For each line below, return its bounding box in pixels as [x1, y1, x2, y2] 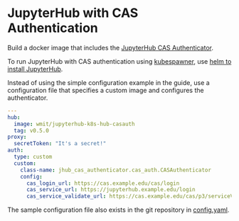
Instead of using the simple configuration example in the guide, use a [7, 78, 210, 86]
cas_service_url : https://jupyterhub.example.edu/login [26, 186, 196, 193]
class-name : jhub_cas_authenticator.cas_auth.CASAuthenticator [20, 166, 212, 174]
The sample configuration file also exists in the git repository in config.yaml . [7, 205, 230, 214]
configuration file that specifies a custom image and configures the [7, 86, 204, 94]
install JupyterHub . [7, 64, 63, 73]
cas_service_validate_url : [26, 193, 107, 200]
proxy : [7, 133, 27, 141]
